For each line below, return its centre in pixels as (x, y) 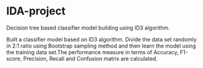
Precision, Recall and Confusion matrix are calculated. (91, 58)
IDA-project (36, 11)
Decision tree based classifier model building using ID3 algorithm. (88, 28)
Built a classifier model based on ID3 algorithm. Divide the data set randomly (101, 39)
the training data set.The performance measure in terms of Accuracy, (92, 52)
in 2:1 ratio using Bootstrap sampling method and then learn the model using (101, 46)
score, (14, 58)
